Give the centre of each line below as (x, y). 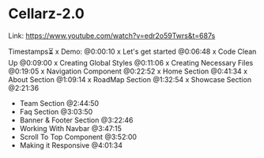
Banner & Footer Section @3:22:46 (76, 120)
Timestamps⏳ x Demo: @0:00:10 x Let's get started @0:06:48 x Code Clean (132, 51)
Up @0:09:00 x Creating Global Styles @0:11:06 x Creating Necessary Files (131, 62)
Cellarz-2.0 (46, 14)
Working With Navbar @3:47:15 (71, 128)
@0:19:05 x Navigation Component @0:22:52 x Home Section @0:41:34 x (128, 71)
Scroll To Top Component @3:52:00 (78, 137)
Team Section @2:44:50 (59, 103)
